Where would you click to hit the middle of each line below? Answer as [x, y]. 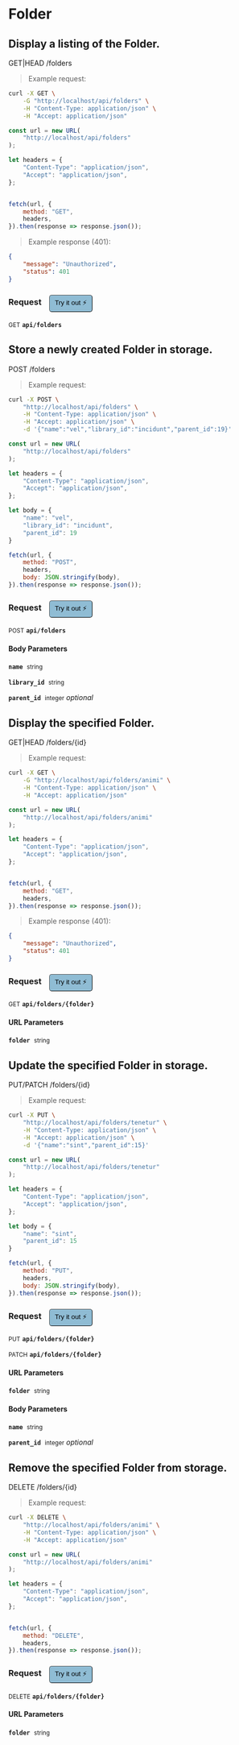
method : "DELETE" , [54, 1635]
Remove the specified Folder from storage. [118, 1467]
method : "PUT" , [48, 1271]
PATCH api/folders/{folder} [55, 1354]
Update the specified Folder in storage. [108, 1065]
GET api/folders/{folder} [52, 1005]
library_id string [36, 683]
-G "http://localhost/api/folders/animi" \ [97, 781]
